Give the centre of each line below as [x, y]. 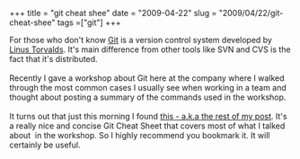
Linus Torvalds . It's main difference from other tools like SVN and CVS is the [150, 49]
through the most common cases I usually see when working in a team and [148, 88]
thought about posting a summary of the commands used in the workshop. [148, 97]
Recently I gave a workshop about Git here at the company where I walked [147, 78]
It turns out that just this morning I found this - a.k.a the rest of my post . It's [148, 116]
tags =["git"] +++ [89, 22]
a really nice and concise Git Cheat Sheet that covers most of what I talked [147, 126]
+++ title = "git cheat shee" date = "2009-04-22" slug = [113, 13]
